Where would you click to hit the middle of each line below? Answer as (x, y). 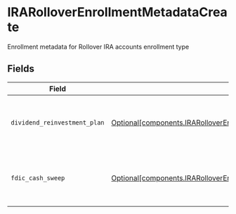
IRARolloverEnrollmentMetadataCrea (118, 12)
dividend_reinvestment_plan (58, 122)
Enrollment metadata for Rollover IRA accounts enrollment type (98, 46)
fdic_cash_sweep (38, 178)
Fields (21, 69)
